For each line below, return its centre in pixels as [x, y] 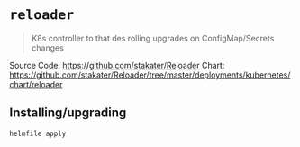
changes [48, 48]
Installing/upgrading [68, 113]
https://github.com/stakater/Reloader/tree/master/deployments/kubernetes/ [150, 75]
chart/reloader [36, 84]
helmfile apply [38, 133]
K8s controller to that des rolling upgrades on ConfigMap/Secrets [153, 38]
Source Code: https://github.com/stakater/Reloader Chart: [117, 65]
